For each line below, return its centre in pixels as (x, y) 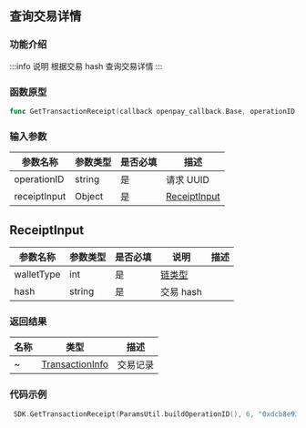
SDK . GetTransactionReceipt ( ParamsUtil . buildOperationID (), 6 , (134, 414)
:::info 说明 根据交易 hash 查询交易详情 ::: (86, 66)
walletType (37, 274)
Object (89, 197)
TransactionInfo (75, 364)
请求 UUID (187, 180)
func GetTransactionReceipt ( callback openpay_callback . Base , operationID (153, 111)
